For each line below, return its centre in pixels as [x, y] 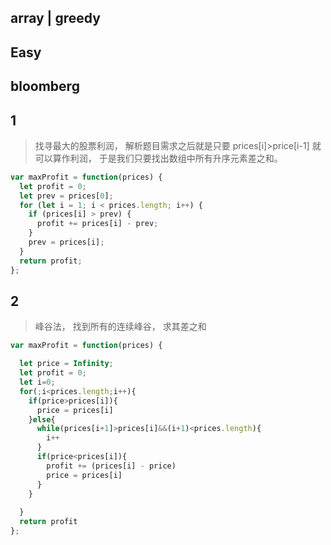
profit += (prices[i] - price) [111, 466]
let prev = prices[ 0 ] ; [66, 196]
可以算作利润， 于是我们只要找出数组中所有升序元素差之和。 [158, 158]
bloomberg [45, 86]
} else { [42, 419]
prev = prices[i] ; [66, 242]
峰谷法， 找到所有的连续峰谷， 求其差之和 [120, 327]
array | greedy [55, 18]
